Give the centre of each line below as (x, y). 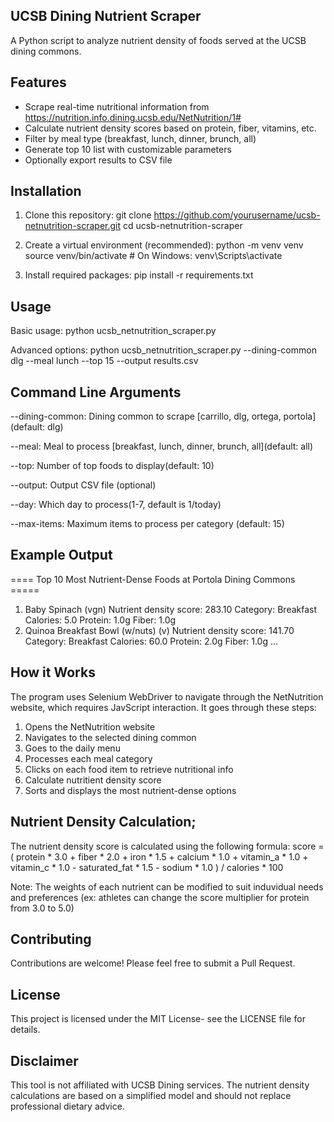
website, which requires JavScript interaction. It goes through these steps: (163, 707)
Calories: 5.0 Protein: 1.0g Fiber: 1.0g (100, 620)
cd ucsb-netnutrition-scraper (183, 226)
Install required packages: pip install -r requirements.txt (139, 275)
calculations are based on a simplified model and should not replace (151, 1095)
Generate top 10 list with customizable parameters (128, 149)
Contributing (51, 939)
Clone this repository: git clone (88, 215)
